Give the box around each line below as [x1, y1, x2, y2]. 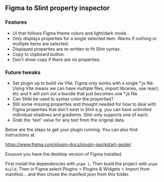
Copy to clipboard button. [12, 51, 65, 57]
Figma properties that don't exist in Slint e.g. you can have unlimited [12, 106, 152, 112]
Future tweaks [5, 69, 41, 76]
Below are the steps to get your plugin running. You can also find [5, 126, 138, 132]
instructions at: [5, 131, 36, 138]
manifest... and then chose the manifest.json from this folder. [5, 171, 130, 177]
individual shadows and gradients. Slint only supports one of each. [12, 112, 149, 118]
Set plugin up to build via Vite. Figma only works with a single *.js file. [12, 80, 155, 86]
